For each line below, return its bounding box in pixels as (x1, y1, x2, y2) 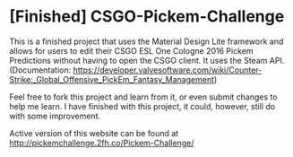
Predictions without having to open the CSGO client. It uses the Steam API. (9, 55, 285, 65)
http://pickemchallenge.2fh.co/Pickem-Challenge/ (9, 137, 194, 148)
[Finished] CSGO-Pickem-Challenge (9, 6, 285, 27)
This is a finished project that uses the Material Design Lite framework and (9, 36, 284, 47)
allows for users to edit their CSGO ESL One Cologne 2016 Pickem (9, 45, 254, 56)
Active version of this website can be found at (9, 127, 179, 138)
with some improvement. (9, 110, 101, 121)
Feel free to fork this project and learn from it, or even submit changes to (9, 92, 278, 102)
